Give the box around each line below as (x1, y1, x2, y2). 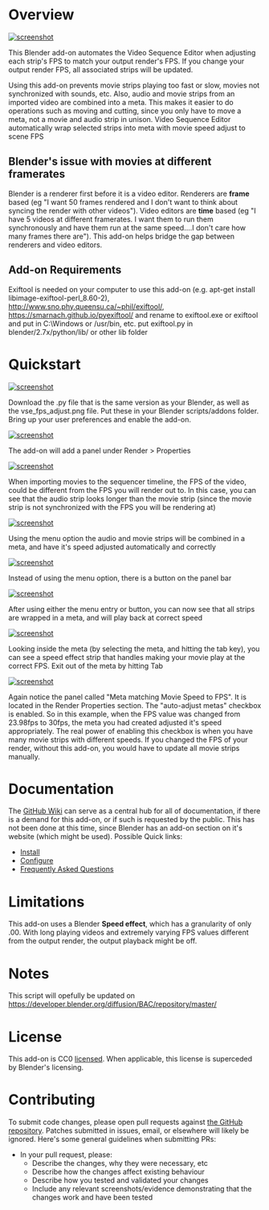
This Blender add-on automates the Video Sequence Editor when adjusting (8, 47, 256, 57)
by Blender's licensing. (8, 1062, 84, 1073)
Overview (8, 6, 75, 24)
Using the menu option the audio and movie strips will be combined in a (8, 533, 246, 543)
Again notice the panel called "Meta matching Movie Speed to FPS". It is (8, 692, 247, 702)
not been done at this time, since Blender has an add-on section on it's (8, 823, 243, 833)
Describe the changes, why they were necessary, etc (31, 1159, 209, 1168)
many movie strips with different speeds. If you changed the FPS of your (8, 735, 248, 744)
